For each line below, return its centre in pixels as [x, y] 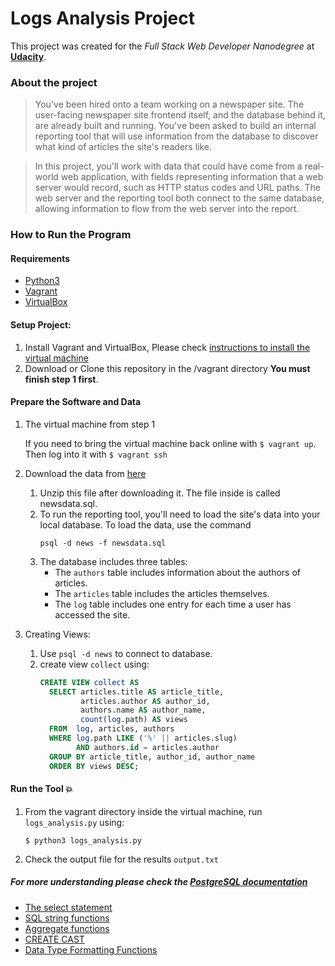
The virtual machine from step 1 [90, 424]
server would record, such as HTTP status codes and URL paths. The [177, 188]
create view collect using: [94, 664]
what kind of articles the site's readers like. [123, 147]
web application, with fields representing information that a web [192, 177]
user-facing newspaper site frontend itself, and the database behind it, [180, 115]
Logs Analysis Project [102, 18]
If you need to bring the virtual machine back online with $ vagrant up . [170, 443]
